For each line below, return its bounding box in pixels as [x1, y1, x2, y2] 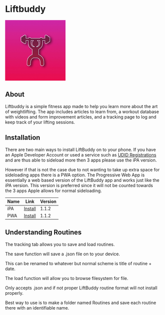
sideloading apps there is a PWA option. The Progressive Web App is [5, 172, 145, 178]
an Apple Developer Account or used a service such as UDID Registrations [5, 152, 157, 157]
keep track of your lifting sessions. [5, 119, 75, 125]
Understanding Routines [5, 228, 82, 236]
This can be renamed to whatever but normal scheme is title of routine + [5, 260, 152, 266]
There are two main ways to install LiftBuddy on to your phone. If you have [5, 147, 156, 153]
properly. [5, 290, 24, 296]
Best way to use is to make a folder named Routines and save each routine [5, 300, 157, 306]
